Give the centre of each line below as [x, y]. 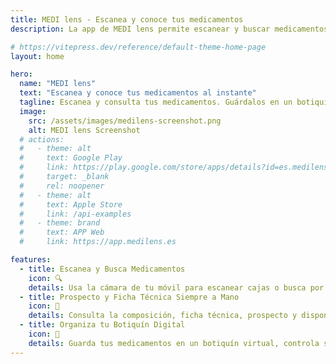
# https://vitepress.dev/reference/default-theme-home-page [138, 47]
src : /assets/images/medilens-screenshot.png [125, 121]
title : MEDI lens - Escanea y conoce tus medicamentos [127, 19]
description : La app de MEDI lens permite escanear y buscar [140, 29]
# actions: [42, 139]
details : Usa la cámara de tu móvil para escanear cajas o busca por [176, 287]
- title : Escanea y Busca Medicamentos [102, 269]
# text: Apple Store [71, 204]
